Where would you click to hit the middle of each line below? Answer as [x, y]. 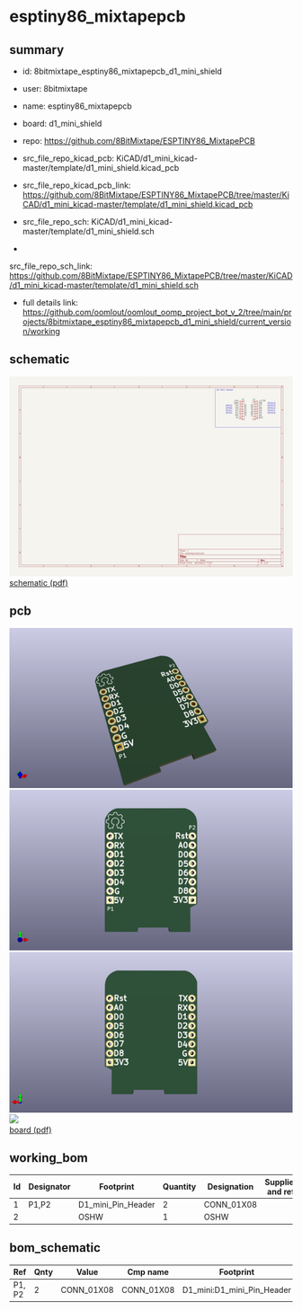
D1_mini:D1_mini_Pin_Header [237, 1289]
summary [37, 50]
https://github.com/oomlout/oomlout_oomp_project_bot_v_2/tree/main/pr [157, 312]
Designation [231, 1187]
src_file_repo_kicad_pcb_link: [76, 185]
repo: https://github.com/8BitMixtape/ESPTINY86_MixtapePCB [139, 141]
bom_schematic [55, 1248]
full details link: [50, 302]
